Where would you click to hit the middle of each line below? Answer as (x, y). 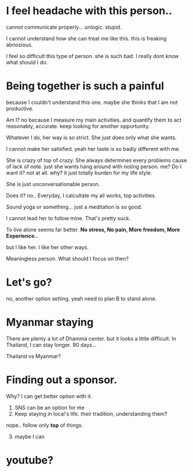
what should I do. (27, 62)
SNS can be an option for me (50, 407)
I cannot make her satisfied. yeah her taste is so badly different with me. (93, 149)
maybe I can (30, 436)
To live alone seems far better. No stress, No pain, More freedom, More (93, 230)
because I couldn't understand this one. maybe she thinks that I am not (92, 102)
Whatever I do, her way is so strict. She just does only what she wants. (92, 137)
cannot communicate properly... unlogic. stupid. (64, 27)
